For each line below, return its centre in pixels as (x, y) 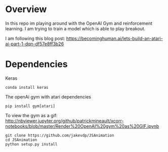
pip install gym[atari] (30, 106)
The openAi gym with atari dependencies (48, 96)
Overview (26, 9)
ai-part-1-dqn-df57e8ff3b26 (35, 43)
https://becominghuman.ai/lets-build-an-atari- (114, 38)
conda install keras (27, 87)
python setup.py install (31, 144)
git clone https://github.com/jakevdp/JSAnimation (60, 135)
